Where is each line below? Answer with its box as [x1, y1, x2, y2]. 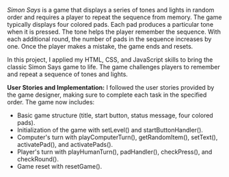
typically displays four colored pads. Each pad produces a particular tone [7, 21, 214, 28]
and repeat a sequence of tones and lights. [7, 70, 129, 78]
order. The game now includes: [7, 98, 95, 106]
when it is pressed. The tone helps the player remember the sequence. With [7, 27, 221, 36]
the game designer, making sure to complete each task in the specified [7, 91, 207, 99]
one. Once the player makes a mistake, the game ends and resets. [7, 43, 193, 50]
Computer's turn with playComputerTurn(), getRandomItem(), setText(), [16, 133, 218, 141]
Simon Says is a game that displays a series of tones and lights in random [7, 6, 215, 14]
